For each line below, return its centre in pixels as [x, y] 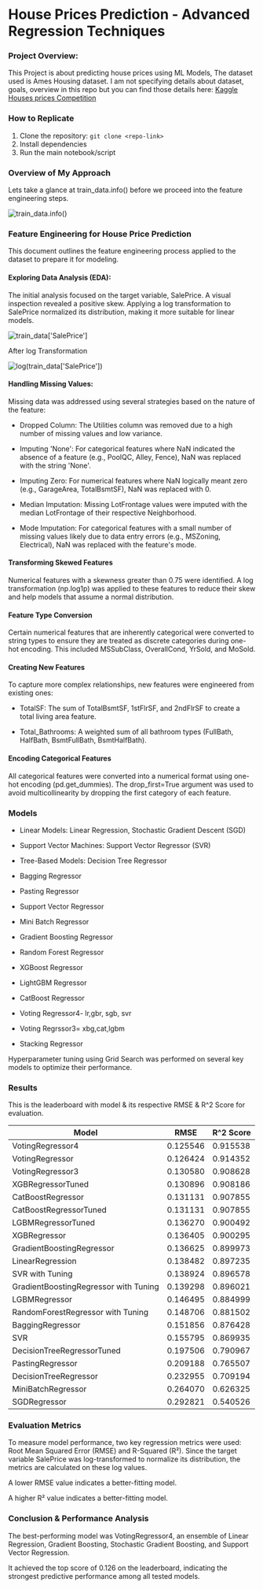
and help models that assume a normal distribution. [91, 597]
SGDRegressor [39, 1402]
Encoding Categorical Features [60, 758]
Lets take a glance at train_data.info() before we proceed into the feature [126, 190]
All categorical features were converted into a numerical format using [121, 776]
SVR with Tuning [42, 1274]
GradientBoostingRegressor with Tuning [86, 1287]
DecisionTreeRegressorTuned [67, 1350]
